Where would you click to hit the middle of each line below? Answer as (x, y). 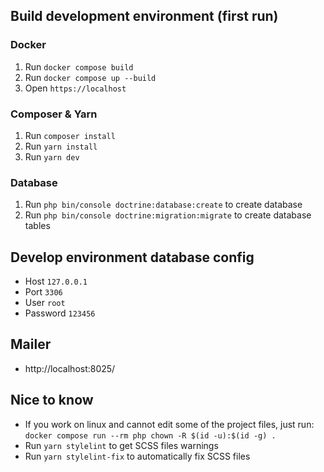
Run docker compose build (79, 66)
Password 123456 (60, 313)
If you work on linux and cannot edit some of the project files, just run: (169, 424)
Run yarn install (61, 146)
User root (45, 303)
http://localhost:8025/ (70, 368)
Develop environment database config (132, 257)
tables (37, 226)
